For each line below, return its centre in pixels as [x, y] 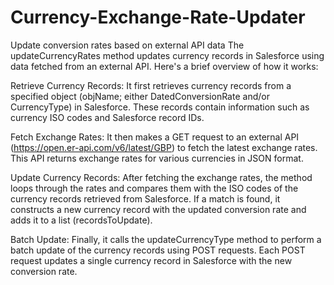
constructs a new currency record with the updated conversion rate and [158, 209]
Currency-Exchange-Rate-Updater [158, 17]
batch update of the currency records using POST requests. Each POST [158, 250]
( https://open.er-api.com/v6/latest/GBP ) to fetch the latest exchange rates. [164, 147]
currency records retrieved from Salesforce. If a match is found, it [145, 198]
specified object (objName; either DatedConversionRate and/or [140, 96]
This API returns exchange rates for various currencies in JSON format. [157, 158]
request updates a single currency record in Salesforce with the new [151, 260]
